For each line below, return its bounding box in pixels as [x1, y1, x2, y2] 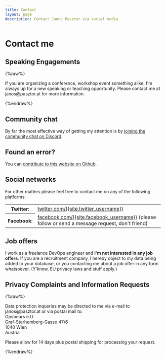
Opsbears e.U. [5, 313, 35, 319]
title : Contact [5, 7, 37, 12]
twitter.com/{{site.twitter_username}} [37, 206, 124, 213]
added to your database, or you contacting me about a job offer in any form [5, 261, 159, 267]
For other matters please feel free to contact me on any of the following [5, 188, 151, 194]
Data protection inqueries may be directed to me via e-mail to [5, 303, 130, 309]
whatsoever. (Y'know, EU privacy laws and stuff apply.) [5, 266, 118, 272]
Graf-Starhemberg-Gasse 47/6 [5, 319, 68, 325]
